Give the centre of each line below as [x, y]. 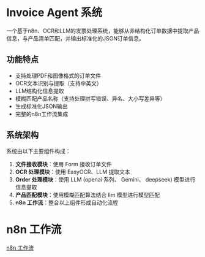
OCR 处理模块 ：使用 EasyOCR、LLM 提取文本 [73, 172]
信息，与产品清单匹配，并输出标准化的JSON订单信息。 [76, 38]
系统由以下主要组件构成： [39, 151]
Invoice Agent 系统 [54, 13]
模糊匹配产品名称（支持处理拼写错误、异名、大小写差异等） [90, 98]
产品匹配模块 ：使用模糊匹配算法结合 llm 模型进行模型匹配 [88, 194]
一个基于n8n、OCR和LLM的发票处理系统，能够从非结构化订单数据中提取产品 [103, 31]
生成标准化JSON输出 [42, 106]
